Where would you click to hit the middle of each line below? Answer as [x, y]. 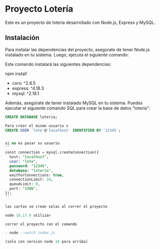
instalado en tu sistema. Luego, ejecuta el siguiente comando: [67, 55]
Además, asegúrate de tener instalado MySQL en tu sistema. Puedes [74, 103]
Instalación [22, 38]
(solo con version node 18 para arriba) [47, 242]
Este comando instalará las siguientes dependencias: [58, 64]
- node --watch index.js [30, 233]
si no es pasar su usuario [32, 143]
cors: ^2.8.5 [24, 83]
